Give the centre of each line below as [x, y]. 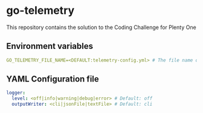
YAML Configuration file [53, 79]
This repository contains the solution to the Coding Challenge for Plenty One [101, 27]
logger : [16, 93]
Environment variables [50, 46]
